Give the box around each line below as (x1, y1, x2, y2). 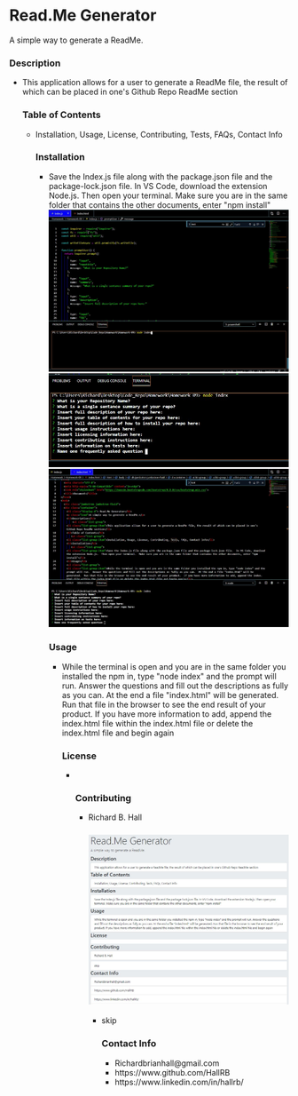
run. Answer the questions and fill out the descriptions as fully (61, 680, 289, 691)
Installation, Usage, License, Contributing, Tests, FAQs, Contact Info (35, 129, 283, 139)
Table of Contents (21, 108, 101, 121)
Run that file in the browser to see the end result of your (61, 699, 266, 710)
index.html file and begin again (61, 727, 175, 738)
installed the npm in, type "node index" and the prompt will (61, 671, 277, 681)
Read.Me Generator (9, 5, 157, 26)
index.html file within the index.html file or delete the (61, 718, 254, 728)
